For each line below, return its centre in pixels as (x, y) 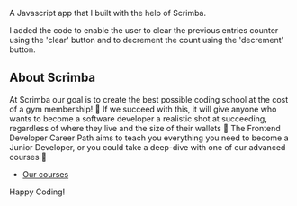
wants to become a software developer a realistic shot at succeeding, (138, 118)
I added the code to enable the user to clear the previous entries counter (144, 30)
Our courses (45, 174)
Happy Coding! (37, 192)
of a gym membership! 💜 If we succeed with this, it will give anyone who (143, 109)
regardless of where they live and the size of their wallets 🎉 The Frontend (145, 128)
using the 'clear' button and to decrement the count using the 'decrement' (147, 40)
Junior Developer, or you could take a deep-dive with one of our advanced (148, 147)
